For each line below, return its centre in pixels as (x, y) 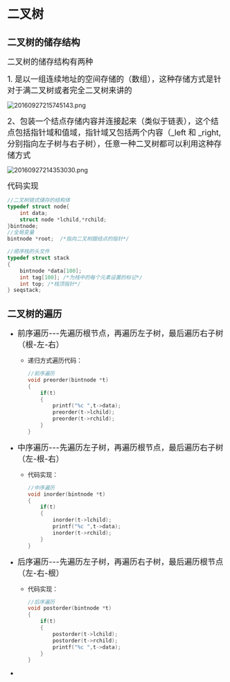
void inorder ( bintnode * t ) (67, 494)
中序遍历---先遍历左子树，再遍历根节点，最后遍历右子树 (120, 447)
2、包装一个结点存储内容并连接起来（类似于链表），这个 (109, 121)
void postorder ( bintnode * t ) (70, 608)
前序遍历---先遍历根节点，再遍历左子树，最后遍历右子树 (120, 333)
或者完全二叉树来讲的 (93, 90)
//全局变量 (21, 233)
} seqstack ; (24, 290)
